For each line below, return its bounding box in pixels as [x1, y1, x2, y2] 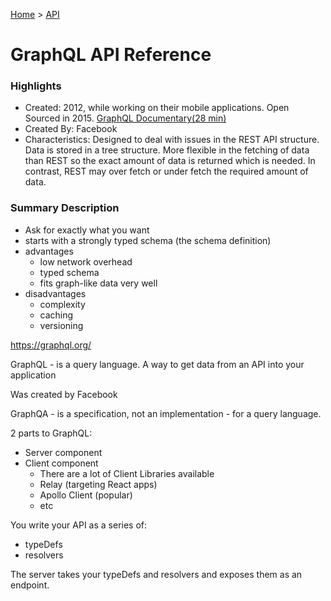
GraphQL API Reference [10, 44, 212, 66]
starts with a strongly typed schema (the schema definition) [24, 234, 272, 246]
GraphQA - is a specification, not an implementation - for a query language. [10, 407, 322, 419]
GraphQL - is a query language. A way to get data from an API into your [10, 358, 305, 370]
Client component [24, 457, 99, 469]
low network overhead [39, 255, 133, 268]
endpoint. [10, 579, 50, 591]
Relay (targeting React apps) [39, 478, 158, 490]
